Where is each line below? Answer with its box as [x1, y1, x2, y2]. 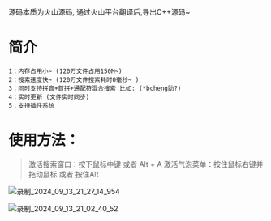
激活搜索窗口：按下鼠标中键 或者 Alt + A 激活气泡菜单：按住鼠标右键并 [28, 159, 264, 168]
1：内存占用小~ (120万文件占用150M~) [8, 67, 123, 75]
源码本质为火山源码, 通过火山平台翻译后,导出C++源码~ [8, 7, 191, 16]
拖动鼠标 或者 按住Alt [28, 169, 99, 179]
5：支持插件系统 [8, 101, 55, 109]
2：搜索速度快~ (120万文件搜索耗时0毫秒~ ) [8, 75, 140, 83]
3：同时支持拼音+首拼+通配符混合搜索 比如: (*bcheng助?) [8, 84, 182, 92]
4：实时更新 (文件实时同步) [8, 92, 90, 101]
